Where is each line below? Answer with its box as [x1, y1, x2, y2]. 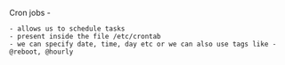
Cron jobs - [9, 8, 51, 18]
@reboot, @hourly [9, 47, 74, 56]
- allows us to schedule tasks [9, 25, 126, 33]
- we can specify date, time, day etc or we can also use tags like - [9, 40, 277, 48]
